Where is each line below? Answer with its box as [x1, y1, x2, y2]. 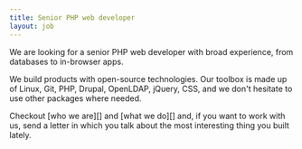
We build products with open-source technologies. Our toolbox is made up [9, 73, 288, 84]
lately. [9, 129, 32, 140]
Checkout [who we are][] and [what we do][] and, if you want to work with [9, 110, 286, 121]
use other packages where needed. [9, 92, 142, 104]
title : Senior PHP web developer [9, 13, 136, 23]
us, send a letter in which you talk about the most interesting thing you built [9, 119, 289, 131]
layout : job [9, 22, 54, 31]
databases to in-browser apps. [9, 56, 124, 67]
